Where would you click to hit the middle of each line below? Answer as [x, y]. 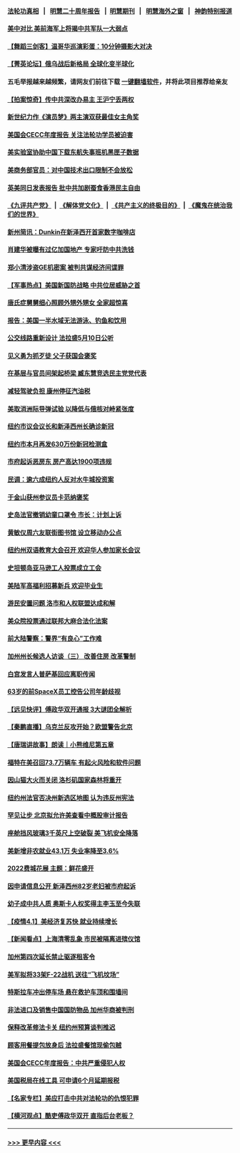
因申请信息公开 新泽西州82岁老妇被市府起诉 [72, 886]
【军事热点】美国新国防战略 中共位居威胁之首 [74, 285]
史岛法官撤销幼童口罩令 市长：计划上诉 [65, 515]
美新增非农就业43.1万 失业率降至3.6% [63, 851]
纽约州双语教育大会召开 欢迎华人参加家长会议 [74, 550]
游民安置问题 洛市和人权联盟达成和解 [61, 603]
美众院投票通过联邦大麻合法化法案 [57, 621]
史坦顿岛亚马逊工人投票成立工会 [54, 568]
